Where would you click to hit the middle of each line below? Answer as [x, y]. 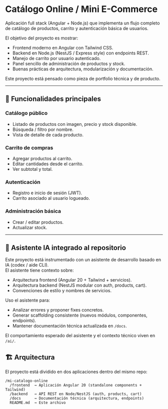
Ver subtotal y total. [32, 169]
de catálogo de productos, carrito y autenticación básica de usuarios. [77, 28]
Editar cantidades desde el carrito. [48, 164]
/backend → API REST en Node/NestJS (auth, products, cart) [76, 394]
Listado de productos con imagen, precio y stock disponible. [75, 124]
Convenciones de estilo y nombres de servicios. [62, 291]
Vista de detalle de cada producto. [48, 135]
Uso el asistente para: [27, 300]
